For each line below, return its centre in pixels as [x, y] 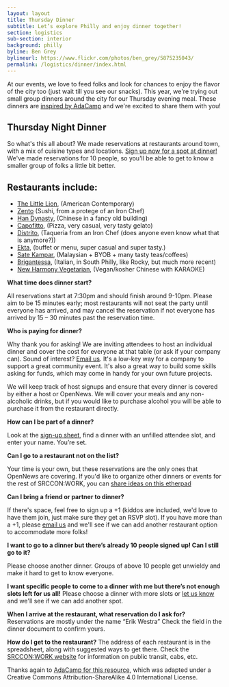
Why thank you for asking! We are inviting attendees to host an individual [110, 344]
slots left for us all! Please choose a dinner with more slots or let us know [111, 594]
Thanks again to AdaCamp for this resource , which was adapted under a [109, 670]
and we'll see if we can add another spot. [65, 601]
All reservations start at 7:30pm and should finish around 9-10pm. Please [110, 296]
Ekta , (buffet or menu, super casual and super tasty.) [91, 248]
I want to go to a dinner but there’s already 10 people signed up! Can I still [113, 545]
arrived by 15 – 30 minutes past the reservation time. [81, 318]
